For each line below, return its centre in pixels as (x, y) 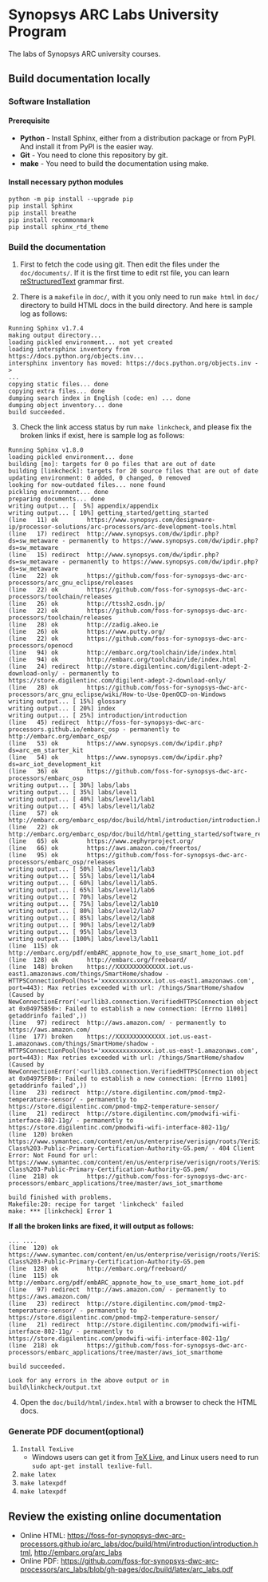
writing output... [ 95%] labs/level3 (73, 931)
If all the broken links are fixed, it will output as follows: (101, 1226)
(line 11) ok (33, 520)
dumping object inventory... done (66, 405)
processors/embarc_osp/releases (62, 862)
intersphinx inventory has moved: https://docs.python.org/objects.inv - (134, 363)
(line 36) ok (33, 771)
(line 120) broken (41, 1134)
